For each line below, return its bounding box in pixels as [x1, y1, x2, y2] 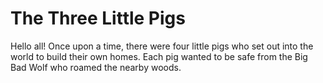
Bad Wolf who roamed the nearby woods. [10, 61, 182, 73]
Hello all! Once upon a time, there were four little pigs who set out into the [10, 40, 314, 52]
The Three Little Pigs [10, 7, 186, 30]
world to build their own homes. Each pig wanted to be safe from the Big [10, 50, 308, 62]
